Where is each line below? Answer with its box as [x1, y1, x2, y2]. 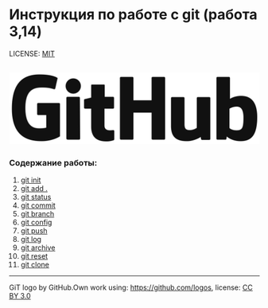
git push [20, 226, 48, 236]
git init [20, 175, 41, 185]
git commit [20, 201, 56, 210]
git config [20, 217, 52, 228]
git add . [20, 184, 49, 193]
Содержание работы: [9, 157, 98, 168]
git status [20, 193, 52, 202]
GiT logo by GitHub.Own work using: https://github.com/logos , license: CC [9, 283, 253, 292]
